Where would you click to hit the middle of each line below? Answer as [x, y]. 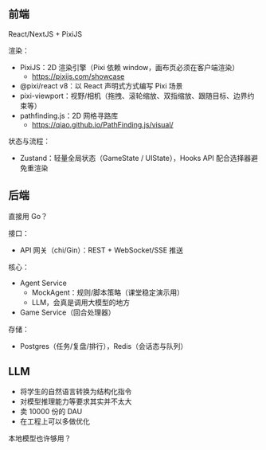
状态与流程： [29, 141]
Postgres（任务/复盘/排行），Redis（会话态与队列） [104, 346]
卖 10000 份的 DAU [51, 412]
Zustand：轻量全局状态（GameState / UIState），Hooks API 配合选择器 [135, 158]
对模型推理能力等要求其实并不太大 [76, 401]
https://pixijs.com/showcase [78, 76]
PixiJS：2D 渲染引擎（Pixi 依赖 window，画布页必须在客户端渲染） [129, 67]
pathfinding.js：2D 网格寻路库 [69, 115]
